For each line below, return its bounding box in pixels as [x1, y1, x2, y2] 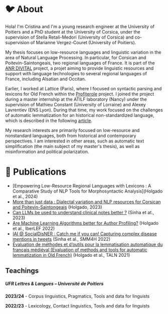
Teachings [5, 266, 39, 275]
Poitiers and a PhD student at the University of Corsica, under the [5, 29, 140, 35]
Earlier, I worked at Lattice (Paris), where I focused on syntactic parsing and [5, 85, 162, 91]
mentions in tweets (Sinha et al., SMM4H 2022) [12, 236, 111, 242]
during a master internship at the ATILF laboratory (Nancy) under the [5, 96, 147, 102]
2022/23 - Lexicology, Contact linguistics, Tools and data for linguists [5, 303, 150, 309]
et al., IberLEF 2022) [12, 225, 55, 231]
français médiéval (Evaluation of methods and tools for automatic [12, 246, 147, 253]
